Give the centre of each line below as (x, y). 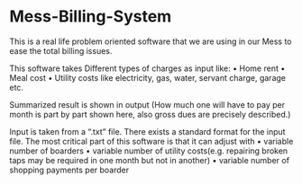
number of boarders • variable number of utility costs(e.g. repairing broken (149, 151)
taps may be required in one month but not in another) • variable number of (150, 160)
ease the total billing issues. (61, 50)
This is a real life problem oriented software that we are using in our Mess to (151, 41)
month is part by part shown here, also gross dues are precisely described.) (150, 114)
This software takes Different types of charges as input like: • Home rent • (147, 68)
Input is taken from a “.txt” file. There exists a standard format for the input (147, 131)
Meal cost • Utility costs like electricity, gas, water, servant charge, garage (148, 77)
